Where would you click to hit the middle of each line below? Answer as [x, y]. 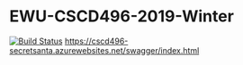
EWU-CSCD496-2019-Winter [121, 16]
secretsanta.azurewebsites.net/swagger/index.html [104, 50]
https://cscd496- [96, 41]
